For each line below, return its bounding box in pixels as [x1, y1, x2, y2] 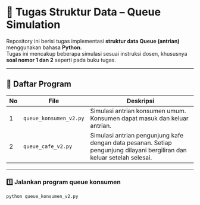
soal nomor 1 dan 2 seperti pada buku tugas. [6, 56, 116, 63]
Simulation [6, 18, 61, 31]
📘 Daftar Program [6, 79, 71, 89]
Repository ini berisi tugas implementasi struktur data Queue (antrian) [6, 37, 180, 44]
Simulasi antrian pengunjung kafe [90, 131, 184, 139]
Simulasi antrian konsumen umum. [90, 107, 186, 115]
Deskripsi [127, 97, 155, 105]
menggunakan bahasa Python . [6, 44, 82, 51]
